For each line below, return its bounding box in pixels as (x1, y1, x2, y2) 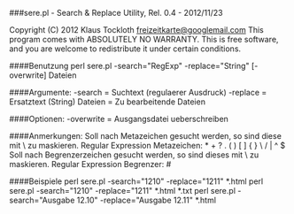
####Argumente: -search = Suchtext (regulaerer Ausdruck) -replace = (9, 88, 267, 97)
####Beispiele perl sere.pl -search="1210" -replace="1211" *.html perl (9, 176, 264, 187)
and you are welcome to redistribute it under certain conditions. (9, 43, 242, 54)
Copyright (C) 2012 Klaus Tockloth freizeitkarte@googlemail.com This (9, 25, 264, 34)
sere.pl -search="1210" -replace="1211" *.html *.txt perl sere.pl (9, 186, 236, 195)
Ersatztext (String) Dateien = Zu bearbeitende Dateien (9, 96, 206, 107)
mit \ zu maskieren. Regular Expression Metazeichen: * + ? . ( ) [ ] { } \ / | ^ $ (9, 141, 286, 150)
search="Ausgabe (9, 195, 75, 205)
